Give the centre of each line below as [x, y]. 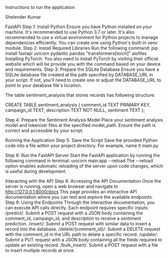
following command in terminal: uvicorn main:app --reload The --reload [79, 161]
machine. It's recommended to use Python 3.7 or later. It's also [70, 32]
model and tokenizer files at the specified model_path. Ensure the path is [80, 125]
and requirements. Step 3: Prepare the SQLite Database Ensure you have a [82, 69]
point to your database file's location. [44, 85]
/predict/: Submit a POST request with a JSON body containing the [74, 213]
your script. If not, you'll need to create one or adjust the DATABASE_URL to [83, 80]
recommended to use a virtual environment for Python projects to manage [82, 37]
